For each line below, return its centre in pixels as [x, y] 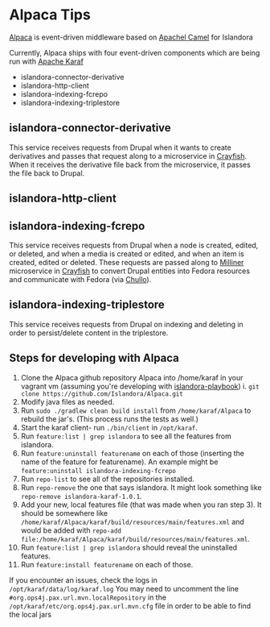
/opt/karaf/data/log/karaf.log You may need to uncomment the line [124, 588]
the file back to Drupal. [47, 173]
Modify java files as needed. [67, 401]
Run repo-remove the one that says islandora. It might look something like [141, 487]
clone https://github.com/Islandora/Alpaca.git [102, 394]
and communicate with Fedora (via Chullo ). [80, 279]
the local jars [30, 614]
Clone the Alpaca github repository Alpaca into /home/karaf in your [132, 377]
